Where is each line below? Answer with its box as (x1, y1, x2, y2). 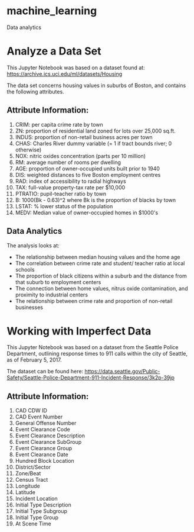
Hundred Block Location (15, 457, 74, 465)
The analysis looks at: (6, 241, 60, 249)
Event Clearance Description (15, 432, 85, 439)
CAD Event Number (15, 413, 63, 421)
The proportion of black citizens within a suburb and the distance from (15, 272, 188, 279)
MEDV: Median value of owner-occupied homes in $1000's (15, 209, 159, 216)
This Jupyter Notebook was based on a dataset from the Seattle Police (6, 344, 179, 351)
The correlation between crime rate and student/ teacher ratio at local (15, 259, 185, 267)
